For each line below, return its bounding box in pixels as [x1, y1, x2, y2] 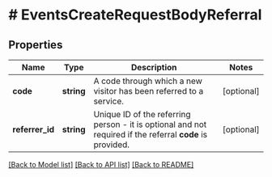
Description [130, 62, 177, 73]
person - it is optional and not [93, 119, 207, 130]
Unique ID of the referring [93, 109, 191, 120]
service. [93, 95, 124, 107]
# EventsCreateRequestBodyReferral [8, 6, 262, 24]
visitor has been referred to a [93, 86, 204, 96]
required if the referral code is [93, 129, 208, 140]
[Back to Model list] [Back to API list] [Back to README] [8, 160, 194, 169]
